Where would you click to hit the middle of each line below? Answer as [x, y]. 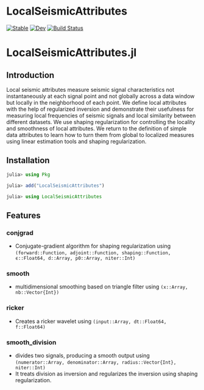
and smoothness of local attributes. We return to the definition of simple [97, 128]
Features [23, 215]
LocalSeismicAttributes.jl [72, 53]
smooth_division [31, 342]
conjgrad [20, 232]
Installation [28, 160]
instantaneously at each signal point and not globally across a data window [100, 96]
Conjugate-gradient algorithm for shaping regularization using [93, 246]
